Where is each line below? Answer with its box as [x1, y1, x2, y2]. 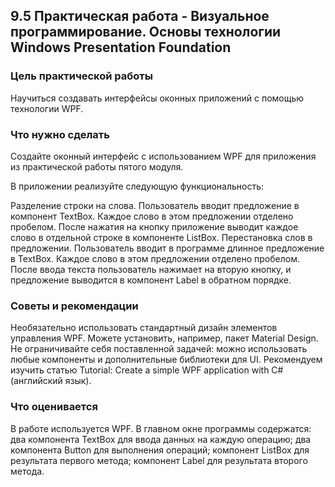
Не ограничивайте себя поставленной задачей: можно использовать [10, 343, 308, 355]
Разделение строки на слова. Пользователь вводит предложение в [10, 199, 300, 211]
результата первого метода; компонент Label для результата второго [10, 454, 308, 466]
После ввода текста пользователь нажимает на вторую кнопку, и [10, 263, 292, 275]
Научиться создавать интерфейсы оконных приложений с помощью [10, 92, 305, 104]
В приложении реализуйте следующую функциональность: [10, 180, 265, 192]
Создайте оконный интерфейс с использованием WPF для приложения [10, 150, 317, 162]
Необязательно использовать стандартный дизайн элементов [10, 322, 278, 334]
